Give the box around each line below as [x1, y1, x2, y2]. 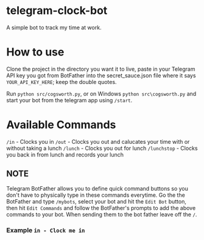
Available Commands [6, 118, 116, 132]
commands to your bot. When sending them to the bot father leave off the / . [6, 211, 197, 218]
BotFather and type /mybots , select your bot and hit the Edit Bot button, [6, 197, 187, 205]
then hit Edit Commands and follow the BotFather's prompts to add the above [6, 204, 196, 211]
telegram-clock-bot [6, 4, 108, 18]
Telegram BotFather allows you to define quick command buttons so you [6, 185, 189, 192]
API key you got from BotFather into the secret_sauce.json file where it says [6, 71, 196, 79]
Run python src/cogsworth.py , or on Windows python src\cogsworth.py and [6, 90, 197, 97]
